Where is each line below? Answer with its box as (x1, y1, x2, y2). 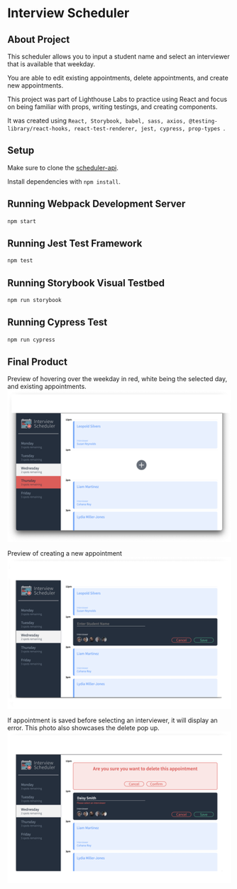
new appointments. (7, 81, 64, 90)
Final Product (7, 355, 67, 368)
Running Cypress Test (7, 316, 108, 328)
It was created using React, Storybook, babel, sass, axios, (7, 116, 187, 125)
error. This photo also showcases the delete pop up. (7, 723, 160, 732)
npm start (7, 217, 37, 225)
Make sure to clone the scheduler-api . (7, 163, 118, 172)
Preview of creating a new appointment (7, 549, 123, 557)
